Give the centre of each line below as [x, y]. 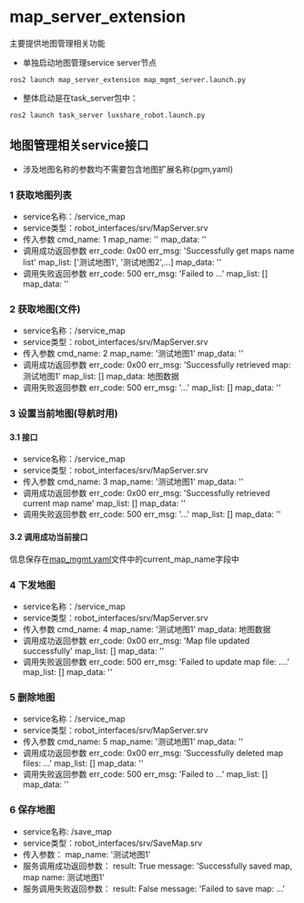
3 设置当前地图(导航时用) [64, 414]
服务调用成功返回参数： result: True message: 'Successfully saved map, [157, 866]
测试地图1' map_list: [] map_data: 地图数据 [101, 377]
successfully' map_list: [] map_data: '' [93, 650]
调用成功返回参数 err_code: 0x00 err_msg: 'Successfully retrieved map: [157, 365]
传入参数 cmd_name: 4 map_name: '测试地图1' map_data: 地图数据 [147, 629]
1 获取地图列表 [41, 195]
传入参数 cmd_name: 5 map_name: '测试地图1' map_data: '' [133, 742]
